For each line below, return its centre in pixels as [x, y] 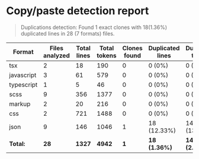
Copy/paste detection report [78, 11]
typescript [23, 85]
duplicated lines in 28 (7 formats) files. [68, 33]
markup [20, 103]
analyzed [57, 56]
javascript [23, 75]
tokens [107, 56]
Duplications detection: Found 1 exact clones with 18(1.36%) [94, 27]
